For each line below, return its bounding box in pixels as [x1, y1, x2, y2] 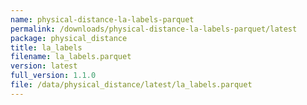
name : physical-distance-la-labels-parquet [10, 14, 195, 25]
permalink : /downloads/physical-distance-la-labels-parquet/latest [10, 24, 298, 34]
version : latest [10, 61, 78, 71]
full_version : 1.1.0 [10, 71, 97, 81]
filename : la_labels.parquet [10, 52, 132, 62]
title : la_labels [10, 42, 83, 53]
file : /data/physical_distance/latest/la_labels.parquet [10, 80, 253, 90]
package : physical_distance [10, 33, 128, 43]
